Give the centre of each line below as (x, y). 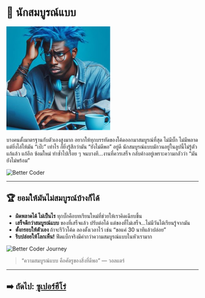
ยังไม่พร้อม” (18, 160)
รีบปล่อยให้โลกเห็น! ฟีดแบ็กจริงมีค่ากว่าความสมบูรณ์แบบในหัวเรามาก (84, 236)
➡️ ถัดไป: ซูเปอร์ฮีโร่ (36, 287)
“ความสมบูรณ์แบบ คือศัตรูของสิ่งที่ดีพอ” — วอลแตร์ (73, 260)
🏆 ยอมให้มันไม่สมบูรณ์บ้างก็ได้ (53, 198)
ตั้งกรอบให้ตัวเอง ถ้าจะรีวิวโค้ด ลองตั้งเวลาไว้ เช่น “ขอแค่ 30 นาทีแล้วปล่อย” (91, 229)
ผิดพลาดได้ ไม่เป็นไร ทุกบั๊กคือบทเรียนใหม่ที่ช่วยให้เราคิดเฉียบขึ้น (78, 216)
